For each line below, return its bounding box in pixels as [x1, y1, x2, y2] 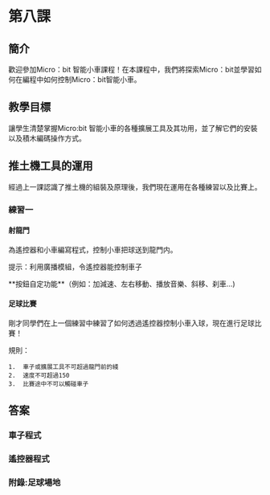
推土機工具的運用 [8, 159, 93, 173]
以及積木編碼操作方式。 [8, 133, 86, 143]
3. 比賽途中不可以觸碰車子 [8, 379, 89, 388]
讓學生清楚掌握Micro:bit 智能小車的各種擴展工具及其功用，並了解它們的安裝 [8, 123, 258, 133]
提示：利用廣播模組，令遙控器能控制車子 [8, 262, 142, 272]
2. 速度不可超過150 [8, 371, 70, 379]
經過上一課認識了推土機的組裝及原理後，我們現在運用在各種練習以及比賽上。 [8, 182, 262, 191]
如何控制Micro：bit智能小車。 [43, 75, 142, 84]
